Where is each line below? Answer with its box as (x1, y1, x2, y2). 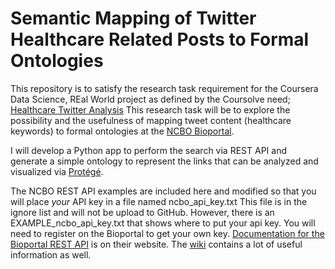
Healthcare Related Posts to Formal (10, 28, 310, 51)
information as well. (10, 248, 92, 261)
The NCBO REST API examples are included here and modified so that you (10, 185, 317, 197)
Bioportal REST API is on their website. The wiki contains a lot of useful (10, 238, 303, 250)
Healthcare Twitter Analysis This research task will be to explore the (10, 103, 291, 116)
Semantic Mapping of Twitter (10, 7, 257, 30)
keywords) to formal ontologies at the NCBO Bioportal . (10, 125, 235, 137)
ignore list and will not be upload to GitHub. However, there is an (10, 206, 275, 218)
